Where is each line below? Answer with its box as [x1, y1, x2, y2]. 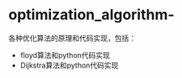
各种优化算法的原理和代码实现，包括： [8, 33, 136, 43]
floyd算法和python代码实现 [19, 50, 111, 60]
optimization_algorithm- [8, 6, 176, 24]
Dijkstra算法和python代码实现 [19, 60, 119, 70]
